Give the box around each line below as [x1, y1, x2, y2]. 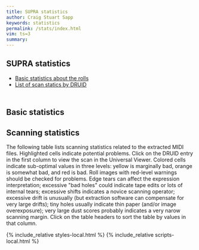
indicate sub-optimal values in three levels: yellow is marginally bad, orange [6, 163, 192, 170]
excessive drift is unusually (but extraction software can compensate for [6, 194, 184, 202]
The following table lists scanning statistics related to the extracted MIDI [6, 144, 184, 151]
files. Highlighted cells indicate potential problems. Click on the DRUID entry [6, 150, 193, 157]
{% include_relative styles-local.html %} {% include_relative [6, 231, 154, 239]
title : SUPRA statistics [6, 8, 68, 15]
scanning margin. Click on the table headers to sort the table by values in [6, 214, 186, 221]
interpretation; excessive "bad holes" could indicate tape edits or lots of [6, 182, 183, 189]
